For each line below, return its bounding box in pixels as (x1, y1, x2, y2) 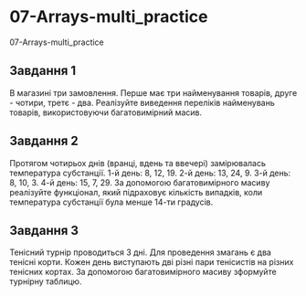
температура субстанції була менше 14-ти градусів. (9, 196, 214, 207)
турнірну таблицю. (9, 276, 82, 287)
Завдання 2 (9, 133, 79, 149)
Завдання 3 (9, 222, 79, 238)
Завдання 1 (9, 63, 77, 79)
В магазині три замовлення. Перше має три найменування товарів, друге (9, 87, 298, 98)
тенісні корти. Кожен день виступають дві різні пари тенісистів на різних (9, 257, 294, 268)
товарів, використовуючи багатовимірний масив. (9, 107, 203, 118)
